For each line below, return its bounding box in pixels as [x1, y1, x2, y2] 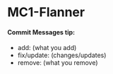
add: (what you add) [17, 44, 77, 52]
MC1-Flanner [7, 4, 85, 20]
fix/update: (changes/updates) [17, 51, 107, 60]
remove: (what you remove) [17, 58, 98, 67]
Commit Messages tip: [7, 27, 76, 36]
